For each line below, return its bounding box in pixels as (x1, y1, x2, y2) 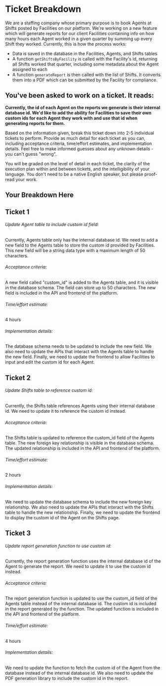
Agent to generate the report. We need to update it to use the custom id (5, 563, 151, 569)
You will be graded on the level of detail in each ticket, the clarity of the (5, 160, 150, 167)
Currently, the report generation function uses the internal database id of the (5, 558, 161, 564)
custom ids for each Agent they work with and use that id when (5, 115, 137, 121)
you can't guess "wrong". (5, 151, 57, 157)
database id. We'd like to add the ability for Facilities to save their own (5, 110, 152, 116)
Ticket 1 (5, 207, 30, 216)
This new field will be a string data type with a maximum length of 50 (5, 247, 146, 253)
